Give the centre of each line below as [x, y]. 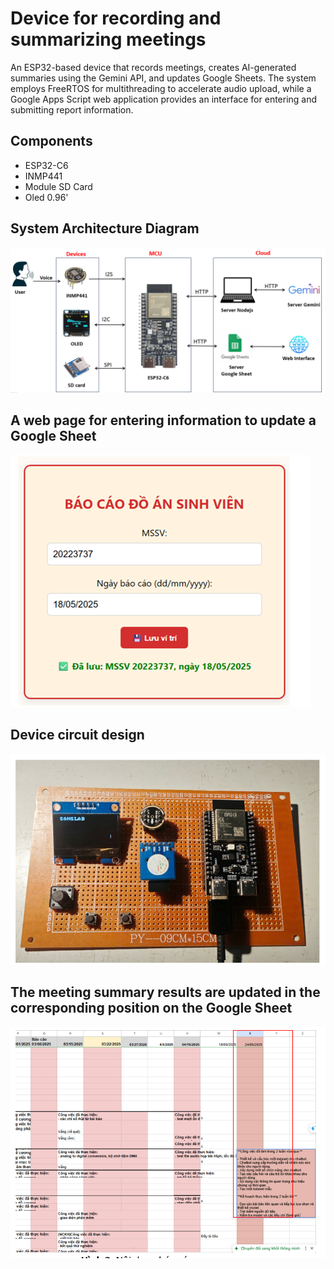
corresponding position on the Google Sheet [151, 1008]
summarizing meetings [108, 39]
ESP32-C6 [46, 165]
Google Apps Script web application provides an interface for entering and [164, 99]
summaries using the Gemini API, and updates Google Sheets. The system [163, 78]
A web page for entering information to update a [163, 420]
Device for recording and [116, 18]
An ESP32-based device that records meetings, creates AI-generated [153, 67]
